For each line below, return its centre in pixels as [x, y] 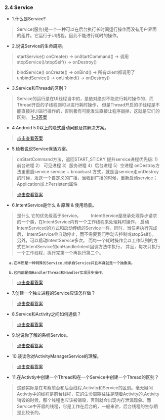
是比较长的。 [30, 413]
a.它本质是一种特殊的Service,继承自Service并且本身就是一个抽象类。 [72, 263]
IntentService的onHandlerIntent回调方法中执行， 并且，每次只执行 [93, 247]
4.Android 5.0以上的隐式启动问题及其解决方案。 [60, 128]
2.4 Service [19, 7]
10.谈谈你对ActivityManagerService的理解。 [57, 356]
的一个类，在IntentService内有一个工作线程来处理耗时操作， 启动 [83, 222]
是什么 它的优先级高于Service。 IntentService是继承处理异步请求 [87, 216]
